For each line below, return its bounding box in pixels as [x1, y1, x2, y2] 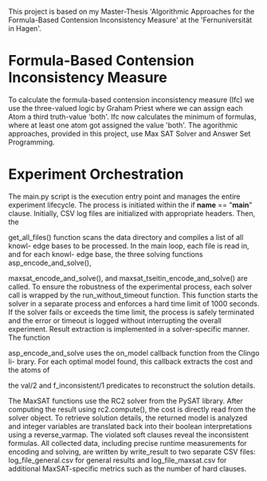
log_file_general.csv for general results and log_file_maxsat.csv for [8, 455, 227, 465]
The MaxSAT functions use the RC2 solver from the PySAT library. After [8, 396, 243, 405]
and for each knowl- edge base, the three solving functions [8, 249, 203, 258]
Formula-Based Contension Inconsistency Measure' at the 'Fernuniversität [8, 15, 253, 25]
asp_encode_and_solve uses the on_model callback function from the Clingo [8, 348, 260, 357]
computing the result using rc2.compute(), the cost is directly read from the [8, 404, 257, 414]
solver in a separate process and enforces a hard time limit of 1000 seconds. [8, 298, 260, 308]
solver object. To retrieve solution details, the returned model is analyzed [8, 412, 248, 422]
